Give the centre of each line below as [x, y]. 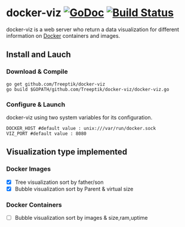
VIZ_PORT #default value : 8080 [46, 134]
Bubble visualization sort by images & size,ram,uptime [81, 218]
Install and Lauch [39, 55]
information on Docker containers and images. [63, 35]
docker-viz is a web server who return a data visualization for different [93, 29]
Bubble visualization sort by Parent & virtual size [74, 189]
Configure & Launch [36, 104]
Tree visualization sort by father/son [59, 182]
